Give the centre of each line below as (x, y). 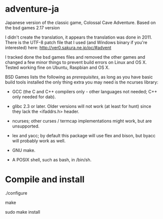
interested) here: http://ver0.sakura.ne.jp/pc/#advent (58, 47)
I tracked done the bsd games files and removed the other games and (75, 57)
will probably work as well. (39, 141)
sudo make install (23, 212)
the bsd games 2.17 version (32, 27)
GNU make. (24, 150)
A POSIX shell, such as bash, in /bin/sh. (52, 159)
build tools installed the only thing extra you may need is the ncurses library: (82, 82)
